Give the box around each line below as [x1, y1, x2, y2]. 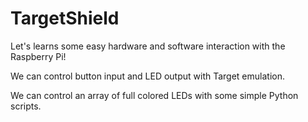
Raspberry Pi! [10, 50, 67, 62]
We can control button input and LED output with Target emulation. [10, 70, 285, 82]
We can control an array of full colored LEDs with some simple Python [10, 89, 299, 101]
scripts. [10, 100, 42, 112]
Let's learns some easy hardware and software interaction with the [10, 40, 286, 52]
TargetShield [10, 7, 120, 30]
